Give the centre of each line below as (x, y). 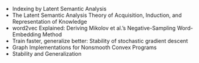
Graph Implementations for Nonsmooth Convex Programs (84, 47)
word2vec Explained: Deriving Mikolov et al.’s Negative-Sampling (94, 28)
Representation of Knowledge (49, 22)
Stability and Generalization (47, 54)
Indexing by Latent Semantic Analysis (59, 9)
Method (52, 35)
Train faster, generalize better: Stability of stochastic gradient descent (100, 41)
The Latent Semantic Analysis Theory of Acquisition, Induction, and (97, 15)
